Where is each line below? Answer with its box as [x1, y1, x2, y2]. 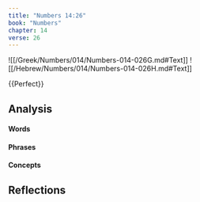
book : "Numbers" [8, 19, 62, 27]
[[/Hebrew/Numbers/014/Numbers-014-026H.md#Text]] [8, 64, 192, 74]
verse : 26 [8, 33, 41, 42]
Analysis [8, 102, 53, 116]
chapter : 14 [8, 26, 47, 34]
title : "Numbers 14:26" [8, 11, 87, 20]
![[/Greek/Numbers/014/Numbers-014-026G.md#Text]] [8, 55, 188, 65]
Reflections [8, 183, 66, 196]
